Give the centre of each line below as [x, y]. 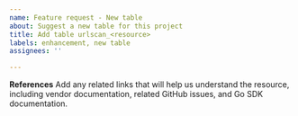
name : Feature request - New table [76, 18]
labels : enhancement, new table [70, 43]
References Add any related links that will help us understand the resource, [149, 85]
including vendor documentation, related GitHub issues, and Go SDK [136, 94]
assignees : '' [36, 51]
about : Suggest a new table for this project [96, 26]
